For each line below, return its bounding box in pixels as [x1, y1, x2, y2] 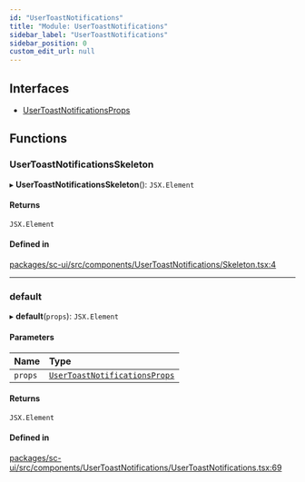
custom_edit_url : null [9, 47, 95, 56]
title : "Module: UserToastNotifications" [9, 22, 169, 31]
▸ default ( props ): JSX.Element [9, 310, 120, 322]
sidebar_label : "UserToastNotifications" [9, 30, 169, 39]
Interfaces [9, 81, 70, 96]
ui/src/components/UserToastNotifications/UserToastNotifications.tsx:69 [9, 462, 282, 473]
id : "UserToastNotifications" [9, 13, 124, 23]
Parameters [9, 331, 54, 342]
